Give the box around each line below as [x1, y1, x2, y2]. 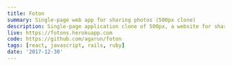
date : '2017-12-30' [7, 49, 64, 56]
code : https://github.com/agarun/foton [7, 36, 122, 43]
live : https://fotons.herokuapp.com [7, 29, 113, 36]
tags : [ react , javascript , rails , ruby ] [7, 42, 126, 49]
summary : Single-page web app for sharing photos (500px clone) [7, 16, 196, 23]
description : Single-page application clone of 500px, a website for [7, 23, 212, 30]
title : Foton [7, 10, 45, 17]
